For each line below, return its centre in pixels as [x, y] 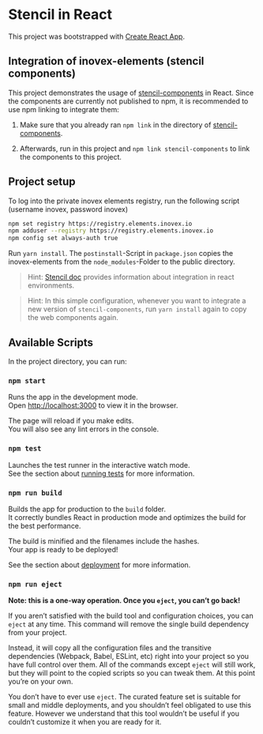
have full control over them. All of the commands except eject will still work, [132, 664]
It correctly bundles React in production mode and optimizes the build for [127, 517]
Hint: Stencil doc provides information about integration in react [131, 277]
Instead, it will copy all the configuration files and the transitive [110, 648]
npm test [25, 449]
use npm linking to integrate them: [64, 109]
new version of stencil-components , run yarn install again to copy [137, 309]
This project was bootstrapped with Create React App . [97, 36]
